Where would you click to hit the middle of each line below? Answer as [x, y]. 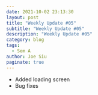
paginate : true [25, 62]
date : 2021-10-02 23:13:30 [40, 12]
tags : [13, 46]
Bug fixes [27, 85]
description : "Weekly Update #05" [50, 34]
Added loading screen [42, 79]
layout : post [23, 17]
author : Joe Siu [26, 57]
